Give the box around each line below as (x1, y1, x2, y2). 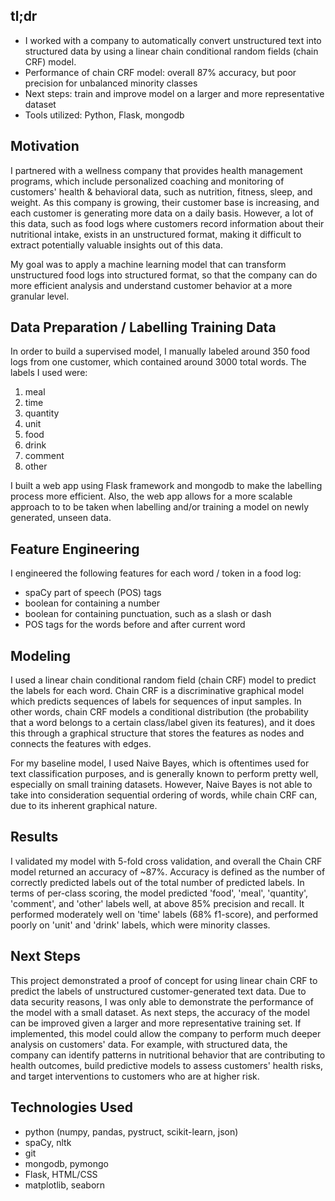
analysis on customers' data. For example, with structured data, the (10, 1038, 288, 1050)
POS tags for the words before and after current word (24, 619, 246, 631)
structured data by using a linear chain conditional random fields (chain (24, 45, 319, 57)
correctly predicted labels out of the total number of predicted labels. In (10, 876, 305, 888)
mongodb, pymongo (24, 1157, 109, 1169)
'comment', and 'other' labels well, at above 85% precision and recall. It (10, 897, 305, 909)
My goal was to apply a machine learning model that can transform (10, 258, 287, 270)
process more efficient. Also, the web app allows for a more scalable (10, 490, 293, 503)
